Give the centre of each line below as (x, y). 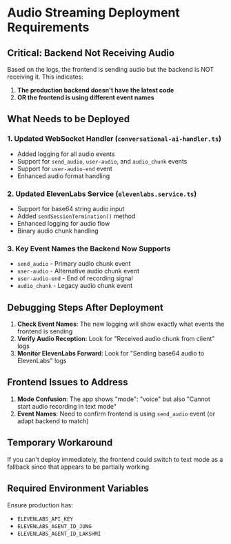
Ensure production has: (40, 505)
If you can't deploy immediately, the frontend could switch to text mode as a (115, 459)
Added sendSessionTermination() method (76, 216)
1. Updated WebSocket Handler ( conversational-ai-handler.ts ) (114, 139)
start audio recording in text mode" (67, 406)
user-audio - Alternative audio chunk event (78, 271)
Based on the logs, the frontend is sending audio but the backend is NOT (111, 69)
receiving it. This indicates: (46, 77)
